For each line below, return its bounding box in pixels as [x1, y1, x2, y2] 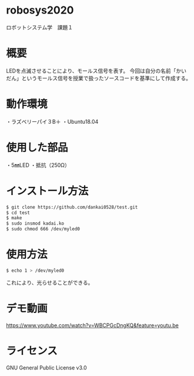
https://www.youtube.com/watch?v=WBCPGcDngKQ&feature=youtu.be [6, 322, 179, 329]
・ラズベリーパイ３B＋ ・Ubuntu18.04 [6, 118, 99, 125]
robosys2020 [6, 4, 74, 17]
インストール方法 [6, 184, 89, 197]
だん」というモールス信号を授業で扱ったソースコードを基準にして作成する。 [6, 74, 191, 81]
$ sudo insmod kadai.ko [6, 220, 65, 227]
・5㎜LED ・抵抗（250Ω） [6, 161, 71, 169]
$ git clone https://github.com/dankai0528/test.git [6, 204, 138, 210]
